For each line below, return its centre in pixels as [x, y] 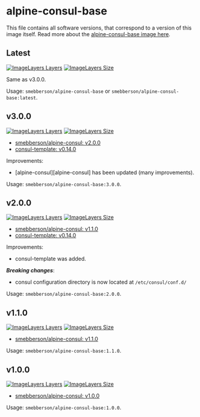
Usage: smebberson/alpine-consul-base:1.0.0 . [64, 407]
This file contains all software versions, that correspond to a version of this [99, 28]
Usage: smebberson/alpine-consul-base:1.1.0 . [64, 351]
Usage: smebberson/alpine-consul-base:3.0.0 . [64, 184]
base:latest [21, 98]
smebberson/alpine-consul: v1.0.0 [57, 396]
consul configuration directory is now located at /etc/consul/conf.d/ [101, 282]
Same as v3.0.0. [26, 79]
